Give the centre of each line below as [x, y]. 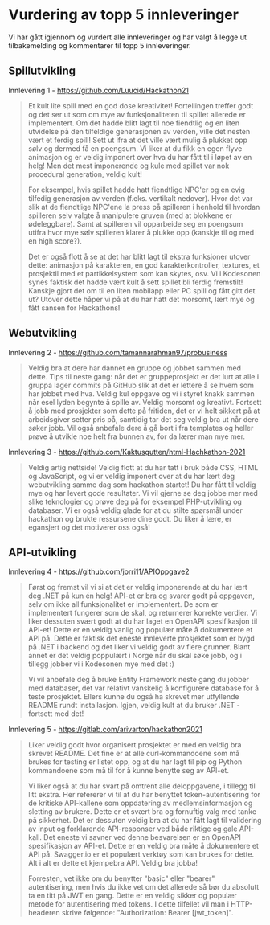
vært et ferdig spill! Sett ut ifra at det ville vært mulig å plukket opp [137, 140]
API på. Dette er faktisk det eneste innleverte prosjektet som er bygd [141, 638]
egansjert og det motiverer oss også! [89, 527]
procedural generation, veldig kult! [85, 174]
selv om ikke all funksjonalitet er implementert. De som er [123, 604]
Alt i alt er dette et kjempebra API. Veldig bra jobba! [113, 863]
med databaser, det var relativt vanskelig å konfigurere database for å [143, 688]
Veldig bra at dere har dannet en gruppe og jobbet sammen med [135, 368]
